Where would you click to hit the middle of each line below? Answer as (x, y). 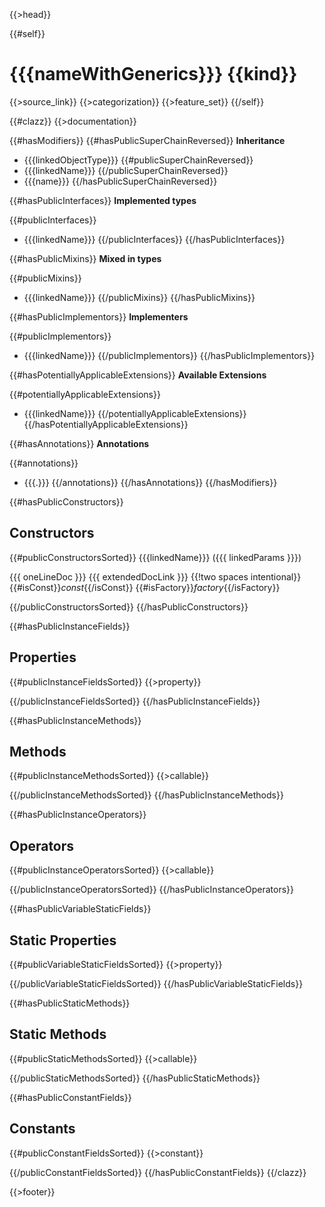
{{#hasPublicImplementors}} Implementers (99, 316)
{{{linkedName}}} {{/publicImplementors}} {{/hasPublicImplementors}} (169, 355)
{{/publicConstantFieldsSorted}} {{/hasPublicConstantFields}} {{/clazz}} (158, 1172)
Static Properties (63, 940)
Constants (42, 1129)
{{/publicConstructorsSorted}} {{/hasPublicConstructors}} (129, 606)
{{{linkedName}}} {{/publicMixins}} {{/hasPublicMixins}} (139, 297)
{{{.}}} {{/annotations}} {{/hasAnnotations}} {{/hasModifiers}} (150, 482)
